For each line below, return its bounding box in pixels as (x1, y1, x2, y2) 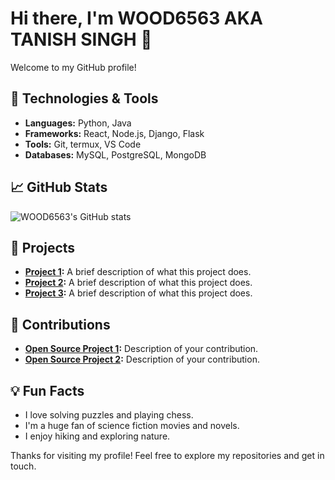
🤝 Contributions (10, 316, 111, 333)
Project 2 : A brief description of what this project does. (24, 277, 253, 289)
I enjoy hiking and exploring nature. (24, 430, 171, 442)
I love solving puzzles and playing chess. (24, 409, 194, 421)
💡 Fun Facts (10, 382, 85, 399)
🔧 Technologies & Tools (10, 90, 159, 107)
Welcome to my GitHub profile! (10, 61, 137, 73)
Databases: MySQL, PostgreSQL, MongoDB (24, 148, 207, 161)
